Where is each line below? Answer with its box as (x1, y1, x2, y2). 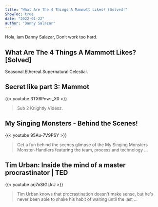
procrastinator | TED (5, 169, 68, 177)
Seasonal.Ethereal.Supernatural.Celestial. (5, 69, 88, 75)
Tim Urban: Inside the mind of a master (5, 161, 126, 169)
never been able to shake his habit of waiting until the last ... (17, 196, 138, 202)
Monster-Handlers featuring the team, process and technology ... (17, 147, 148, 152)
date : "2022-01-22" (5, 16, 45, 21)
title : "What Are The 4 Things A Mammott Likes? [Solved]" (5, 7, 128, 12)
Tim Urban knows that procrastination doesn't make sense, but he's (17, 191, 154, 197)
